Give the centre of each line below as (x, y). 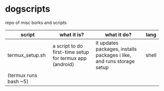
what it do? (118, 34)
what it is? (72, 34)
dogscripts (28, 9)
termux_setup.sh (27, 55)
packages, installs (116, 49)
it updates (107, 43)
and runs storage (115, 61)
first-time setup (71, 52)
